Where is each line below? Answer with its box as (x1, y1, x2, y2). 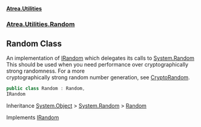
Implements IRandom (6, 114, 59, 121)
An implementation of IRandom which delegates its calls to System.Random (6, 54, 195, 62)
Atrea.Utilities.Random (6, 20, 75, 28)
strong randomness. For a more (6, 67, 85, 75)
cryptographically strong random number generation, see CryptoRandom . (6, 74, 190, 81)
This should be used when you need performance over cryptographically (6, 61, 189, 68)
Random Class (6, 38, 62, 48)
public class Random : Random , (6, 85, 85, 92)
